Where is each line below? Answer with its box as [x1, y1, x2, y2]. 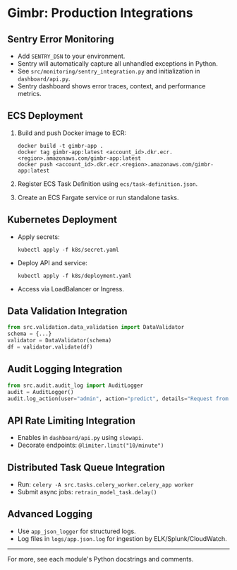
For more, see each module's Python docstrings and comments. [7, 554, 194, 563]
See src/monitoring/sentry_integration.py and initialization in [17, 67, 200, 75]
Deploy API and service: [17, 258, 88, 267]
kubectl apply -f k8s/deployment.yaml [17, 272, 132, 279]
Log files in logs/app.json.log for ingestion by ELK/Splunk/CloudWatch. [17, 534, 227, 542]
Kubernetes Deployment [7, 214, 118, 226]
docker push [17, 161, 53, 168]
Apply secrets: [17, 232, 60, 241]
